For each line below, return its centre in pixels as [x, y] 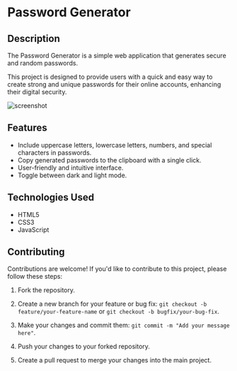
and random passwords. [43, 63]
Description [34, 39]
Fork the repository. [46, 290]
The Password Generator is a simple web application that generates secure [117, 55]
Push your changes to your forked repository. [84, 347]
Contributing [36, 252]
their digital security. [37, 92]
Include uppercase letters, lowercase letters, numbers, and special [115, 145]
